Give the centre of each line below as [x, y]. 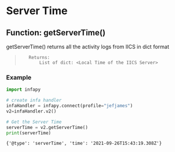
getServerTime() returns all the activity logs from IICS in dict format [88, 47]
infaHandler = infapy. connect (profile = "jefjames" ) [70, 106]
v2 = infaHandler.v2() [32, 111]
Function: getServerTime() [56, 33]
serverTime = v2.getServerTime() [47, 127]
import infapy [24, 90]
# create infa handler [34, 100]
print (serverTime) [29, 133]
